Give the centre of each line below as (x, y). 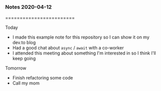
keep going (24, 58)
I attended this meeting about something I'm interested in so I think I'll (84, 53)
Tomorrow (16, 68)
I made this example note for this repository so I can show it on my (81, 37)
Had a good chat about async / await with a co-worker (68, 48)
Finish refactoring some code (43, 78)
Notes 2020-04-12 (28, 7)
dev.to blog (24, 42)
